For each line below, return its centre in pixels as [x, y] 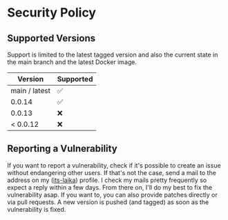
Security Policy [52, 13]
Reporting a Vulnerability [62, 149]
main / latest [30, 91]
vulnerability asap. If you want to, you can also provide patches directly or [112, 194]
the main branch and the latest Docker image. [72, 62]
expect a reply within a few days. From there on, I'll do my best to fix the [110, 187]
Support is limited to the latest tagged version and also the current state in [113, 54]
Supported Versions [51, 38]
